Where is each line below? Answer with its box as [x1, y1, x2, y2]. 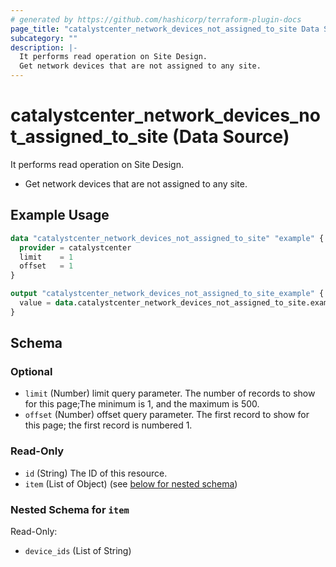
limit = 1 [19, 252, 74, 262]
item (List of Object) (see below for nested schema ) [24, 477, 238, 490]
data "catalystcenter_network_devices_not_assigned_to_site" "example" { [10, 233, 325, 243]
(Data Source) [172, 126, 290, 148]
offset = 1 [19, 261, 74, 271]
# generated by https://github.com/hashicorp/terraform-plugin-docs [10, 14, 302, 25]
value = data [19, 298, 74, 308]
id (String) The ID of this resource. [24, 467, 168, 479]
